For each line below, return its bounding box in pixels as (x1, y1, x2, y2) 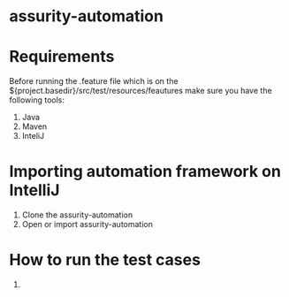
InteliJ (21, 131, 45, 141)
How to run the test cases (9, 250, 202, 270)
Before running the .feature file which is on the (9, 76, 179, 87)
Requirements (9, 47, 115, 67)
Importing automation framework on (9, 162, 281, 182)
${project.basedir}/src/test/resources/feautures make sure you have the (9, 86, 272, 96)
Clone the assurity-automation (21, 209, 133, 220)
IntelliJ (9, 180, 60, 201)
